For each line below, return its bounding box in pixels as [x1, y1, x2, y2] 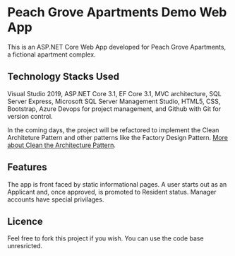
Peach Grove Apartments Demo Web [7, 4, 227, 21]
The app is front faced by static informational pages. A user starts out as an [7, 180, 227, 188]
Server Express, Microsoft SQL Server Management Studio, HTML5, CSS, [7, 97, 221, 105]
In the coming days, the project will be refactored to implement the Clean [7, 125, 219, 134]
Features [7, 161, 47, 173]
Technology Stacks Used [7, 71, 120, 83]
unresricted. [7, 242, 43, 250]
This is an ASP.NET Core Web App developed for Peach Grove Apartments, [7, 42, 227, 51]
